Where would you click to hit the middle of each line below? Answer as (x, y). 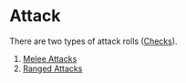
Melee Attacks (50, 58)
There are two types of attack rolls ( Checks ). (93, 41)
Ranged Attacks (52, 68)
